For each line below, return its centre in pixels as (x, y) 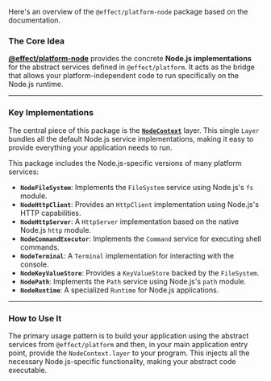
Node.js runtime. (36, 85)
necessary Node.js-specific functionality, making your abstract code (122, 361)
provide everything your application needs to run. (90, 147)
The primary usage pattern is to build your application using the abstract (129, 335)
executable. (28, 370)
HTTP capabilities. (51, 213)
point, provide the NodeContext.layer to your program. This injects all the (129, 353)
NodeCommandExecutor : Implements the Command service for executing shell (141, 238)
